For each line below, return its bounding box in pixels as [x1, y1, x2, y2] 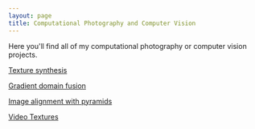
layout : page [8, 11, 52, 20]
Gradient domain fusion [8, 81, 87, 91]
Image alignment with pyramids [8, 96, 113, 106]
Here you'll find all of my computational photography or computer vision [8, 41, 247, 50]
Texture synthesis [8, 65, 68, 75]
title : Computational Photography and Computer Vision [8, 19, 196, 27]
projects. [8, 50, 38, 59]
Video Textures [8, 111, 59, 121]
